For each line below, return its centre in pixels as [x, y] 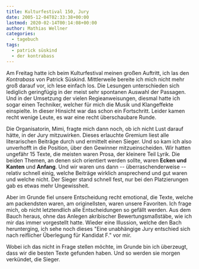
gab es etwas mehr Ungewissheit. [48, 186]
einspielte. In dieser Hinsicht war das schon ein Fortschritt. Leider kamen [96, 111]
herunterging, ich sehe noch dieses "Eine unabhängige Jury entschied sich [98, 229]
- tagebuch [25, 39]
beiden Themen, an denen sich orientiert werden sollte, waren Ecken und [97, 160]
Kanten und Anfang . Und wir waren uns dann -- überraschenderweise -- [96, 167]
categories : [21, 34]
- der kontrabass [33, 56]
